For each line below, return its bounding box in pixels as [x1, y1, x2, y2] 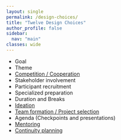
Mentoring [14, 121, 40, 128]
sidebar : [6, 31, 28, 37]
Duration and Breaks [14, 95, 65, 102]
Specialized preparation [14, 89, 73, 96]
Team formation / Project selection [14, 108, 100, 115]
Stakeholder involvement [14, 76, 76, 83]
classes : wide [6, 42, 42, 48]
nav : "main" [11, 36, 42, 42]
